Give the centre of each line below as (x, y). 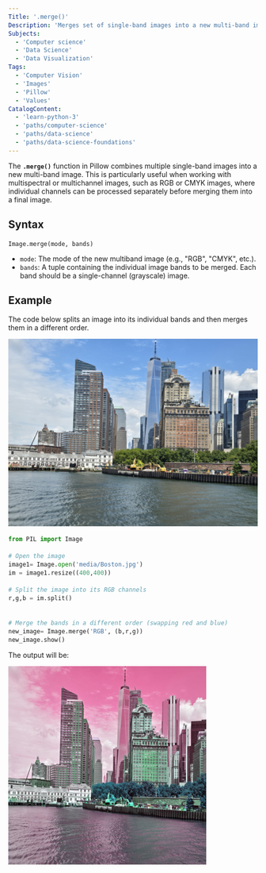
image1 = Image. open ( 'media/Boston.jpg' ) (76, 564)
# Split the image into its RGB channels (78, 590)
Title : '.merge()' (38, 17)
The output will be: (39, 655)
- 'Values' (33, 100)
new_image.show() (37, 640)
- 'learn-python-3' (47, 117)
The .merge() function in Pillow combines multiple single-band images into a (133, 166)
